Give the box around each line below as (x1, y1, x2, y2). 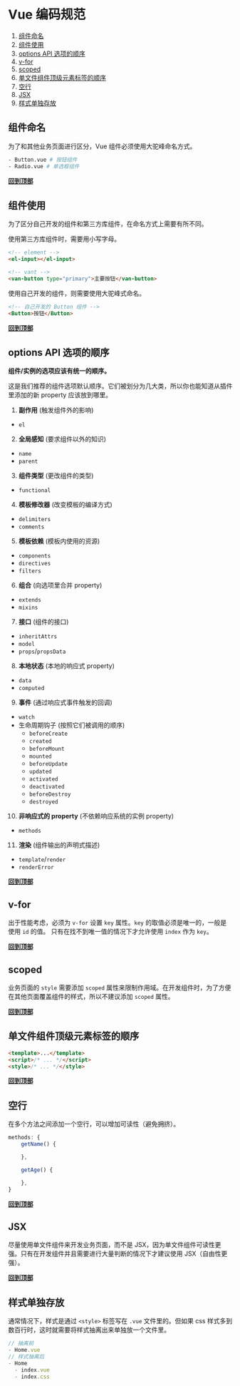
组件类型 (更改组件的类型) (18, 471, 94, 480)
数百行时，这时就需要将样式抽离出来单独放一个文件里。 (8, 1325, 170, 1334)
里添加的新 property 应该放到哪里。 (8, 391, 113, 399)
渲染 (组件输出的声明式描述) (18, 841, 100, 849)
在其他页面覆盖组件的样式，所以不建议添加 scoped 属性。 (8, 992, 174, 1000)
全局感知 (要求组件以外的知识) (18, 435, 106, 443)
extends (18, 597, 41, 604)
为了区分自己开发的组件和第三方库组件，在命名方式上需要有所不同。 (8, 220, 208, 228)
